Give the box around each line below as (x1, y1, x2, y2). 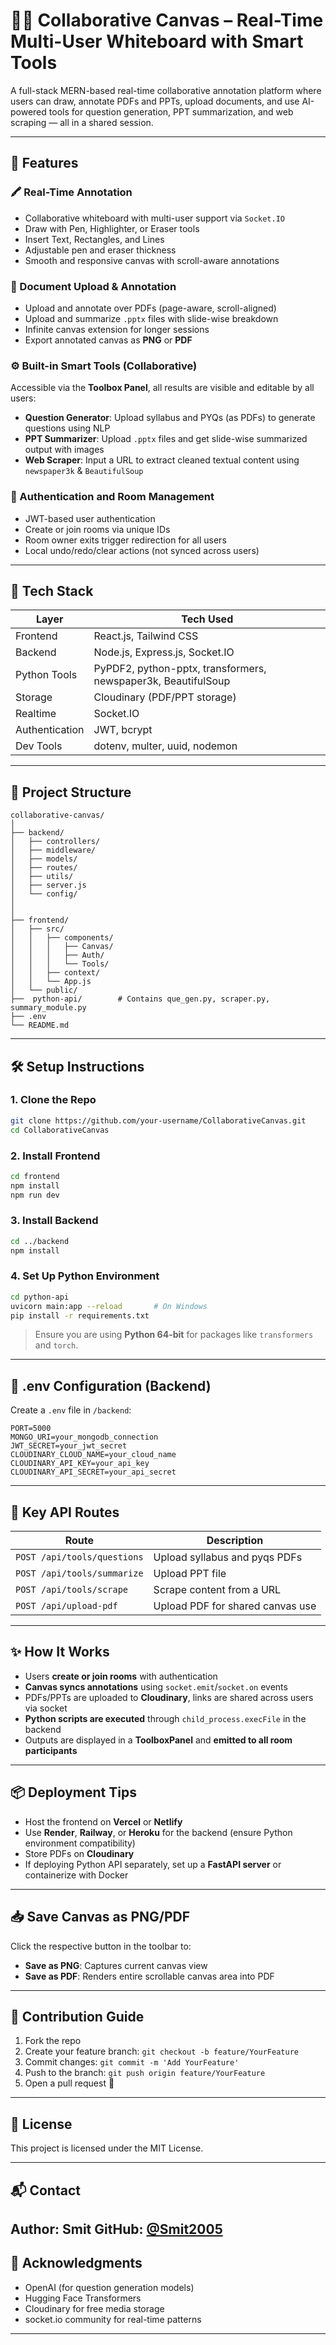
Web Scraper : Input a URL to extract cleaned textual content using (24, 454, 300, 466)
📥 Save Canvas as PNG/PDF (10, 1909, 191, 1926)
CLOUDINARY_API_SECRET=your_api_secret (10, 1467, 177, 1478)
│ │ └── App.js (10, 977, 92, 987)
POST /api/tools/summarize (15, 1568, 144, 1579)
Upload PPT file (153, 1567, 227, 1581)
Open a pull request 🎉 (24, 2077, 115, 2089)
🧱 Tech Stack (10, 582, 94, 599)
